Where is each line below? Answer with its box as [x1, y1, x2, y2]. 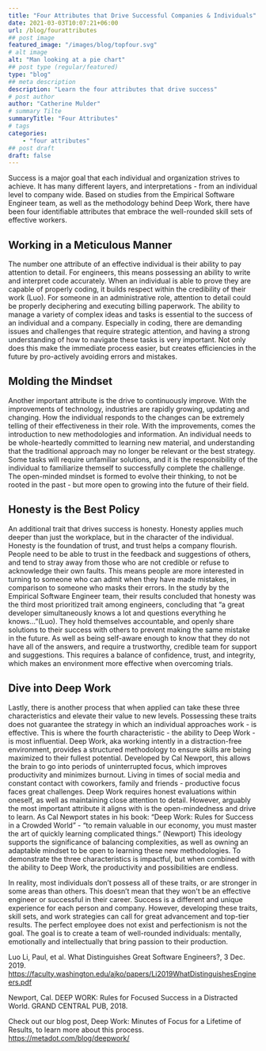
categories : [8, 129, 47, 137]
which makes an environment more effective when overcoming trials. [8, 658, 234, 668]
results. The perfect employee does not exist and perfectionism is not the [8, 920, 248, 929]
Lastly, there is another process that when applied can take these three [8, 703, 240, 712]
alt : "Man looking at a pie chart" [8, 56, 126, 64]
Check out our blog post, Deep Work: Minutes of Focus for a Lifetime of [8, 1016, 241, 1026]
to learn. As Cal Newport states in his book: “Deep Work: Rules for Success [8, 812, 254, 821]
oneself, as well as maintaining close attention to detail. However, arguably [8, 795, 251, 805]
